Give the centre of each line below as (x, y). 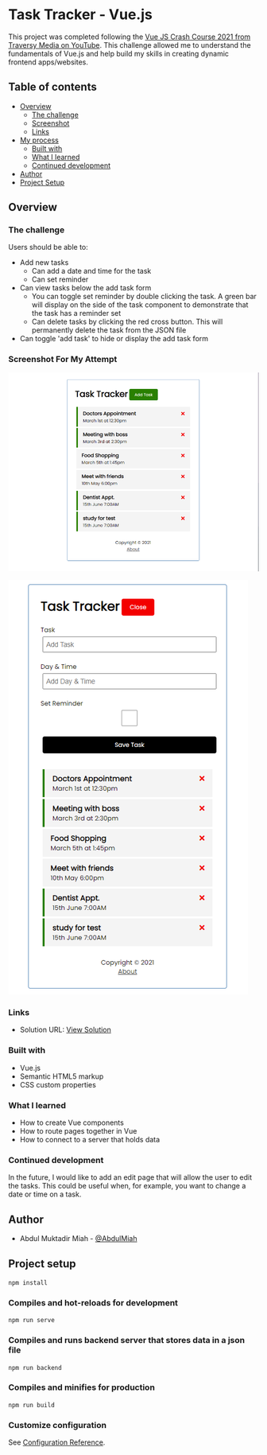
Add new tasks (44, 263)
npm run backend (35, 1367)
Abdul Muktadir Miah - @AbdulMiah (78, 1239)
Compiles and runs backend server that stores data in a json (126, 1340)
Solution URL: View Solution (65, 1030)
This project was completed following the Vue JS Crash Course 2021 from (130, 37)
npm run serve (32, 1321)
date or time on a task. (45, 1194)
